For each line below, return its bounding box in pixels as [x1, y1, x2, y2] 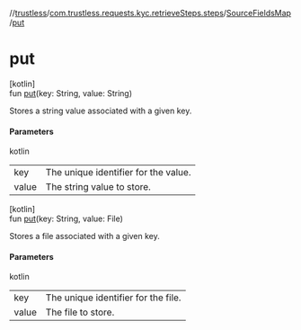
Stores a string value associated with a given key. [9, 105, 192, 116]
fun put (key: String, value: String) [9, 87, 133, 98]
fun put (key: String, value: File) [9, 213, 124, 224]
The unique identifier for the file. [45, 291, 181, 304]
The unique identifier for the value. [45, 166, 191, 179]
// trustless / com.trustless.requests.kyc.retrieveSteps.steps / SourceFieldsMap [9, 8, 292, 18]
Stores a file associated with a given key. [9, 231, 160, 242]
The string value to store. [45, 181, 151, 193]
